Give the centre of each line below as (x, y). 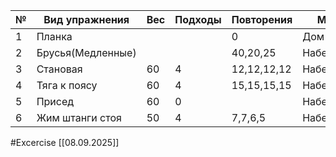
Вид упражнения (86, 19)
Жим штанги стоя (79, 117)
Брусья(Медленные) (86, 52)
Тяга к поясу (67, 85)
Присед (55, 101)
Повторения (262, 19)
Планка (54, 36)
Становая (59, 69)
